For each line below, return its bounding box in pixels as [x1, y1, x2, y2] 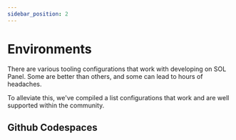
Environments [7, 41, 93, 57]
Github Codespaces [7, 122, 98, 134]
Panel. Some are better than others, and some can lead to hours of [7, 72, 203, 80]
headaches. [7, 80, 42, 88]
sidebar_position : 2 [7, 10, 69, 18]
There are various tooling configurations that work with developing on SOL [7, 65, 227, 73]
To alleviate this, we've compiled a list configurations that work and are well [7, 93, 230, 102]
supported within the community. [7, 101, 105, 109]
